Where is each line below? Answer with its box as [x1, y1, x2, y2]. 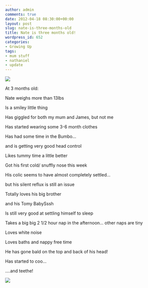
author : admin [5, 7, 35, 12]
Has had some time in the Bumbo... [5, 133, 76, 139]
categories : [5, 40, 30, 45]
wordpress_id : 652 [5, 35, 43, 40]
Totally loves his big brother [5, 191, 62, 197]
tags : [5, 49, 16, 54]
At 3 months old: [5, 85, 38, 92]
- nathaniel [5, 58, 30, 63]
